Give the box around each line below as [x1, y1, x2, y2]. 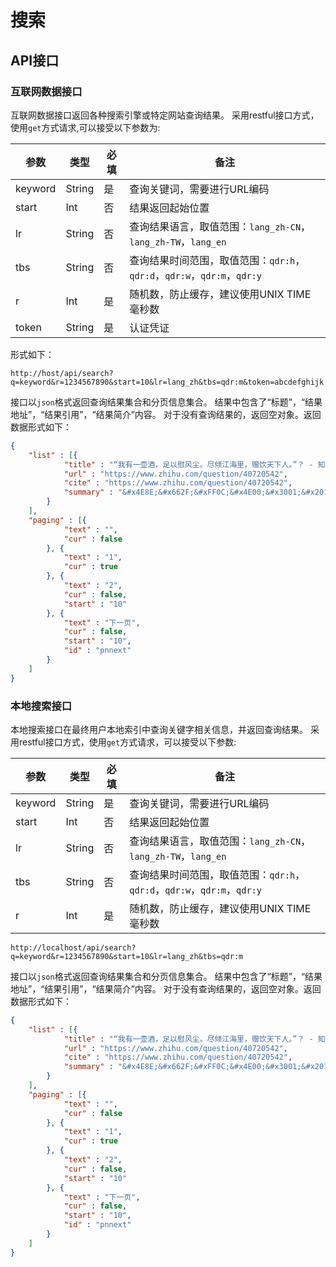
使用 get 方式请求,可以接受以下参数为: [10, 121, 161, 133]
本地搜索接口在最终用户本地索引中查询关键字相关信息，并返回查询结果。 [10, 723, 308, 735]
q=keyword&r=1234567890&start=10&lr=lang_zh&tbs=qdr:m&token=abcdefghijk [10, 377, 325, 387]
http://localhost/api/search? [10, 942, 137, 953]
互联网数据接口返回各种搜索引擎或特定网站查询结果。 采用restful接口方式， [10, 109, 320, 121]
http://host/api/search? [10, 368, 114, 378]
